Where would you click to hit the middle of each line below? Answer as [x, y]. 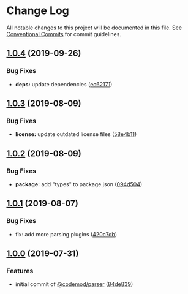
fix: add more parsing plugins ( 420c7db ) [66, 234]
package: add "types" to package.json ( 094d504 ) [79, 184]
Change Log [38, 11]
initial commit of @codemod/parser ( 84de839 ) [74, 284]
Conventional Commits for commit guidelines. [64, 34]
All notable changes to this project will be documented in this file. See [94, 28]
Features [20, 271]
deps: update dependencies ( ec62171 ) [64, 84]
